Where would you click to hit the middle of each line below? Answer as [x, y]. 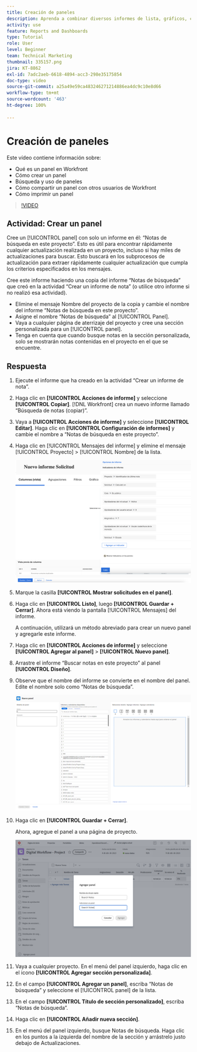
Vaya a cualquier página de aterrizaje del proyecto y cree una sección [99, 323]
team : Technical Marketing [39, 56]
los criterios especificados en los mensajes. [59, 269]
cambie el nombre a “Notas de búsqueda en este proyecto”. [87, 434]
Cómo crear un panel [41, 175]
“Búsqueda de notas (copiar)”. [51, 410]
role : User [20, 43]
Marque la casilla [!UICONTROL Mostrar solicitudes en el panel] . [94, 592]
